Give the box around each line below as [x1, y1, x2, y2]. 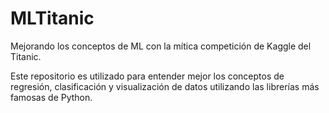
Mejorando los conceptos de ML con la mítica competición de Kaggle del [10, 40, 312, 52]
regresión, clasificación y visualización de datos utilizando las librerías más [10, 80, 320, 92]
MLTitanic [10, 7, 95, 30]
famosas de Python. [10, 91, 93, 103]
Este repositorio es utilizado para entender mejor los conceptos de [10, 70, 285, 82]
